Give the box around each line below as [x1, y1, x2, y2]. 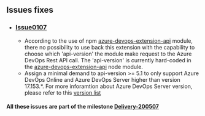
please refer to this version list [24, 89, 101, 96]
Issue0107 [15, 23, 47, 32]
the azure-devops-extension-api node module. [24, 63, 143, 70]
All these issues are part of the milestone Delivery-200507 [6, 103, 160, 111]
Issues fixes [6, 5, 53, 15]
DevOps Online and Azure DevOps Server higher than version [24, 76, 181, 83]
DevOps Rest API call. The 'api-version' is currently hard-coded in [24, 56, 191, 63]
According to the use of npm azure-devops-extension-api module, [24, 37, 193, 45]
